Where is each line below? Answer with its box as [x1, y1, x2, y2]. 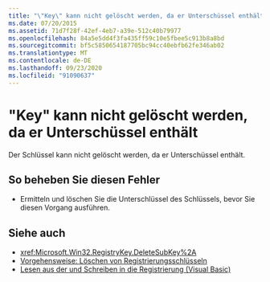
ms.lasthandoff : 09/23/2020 [8, 64, 103, 72]
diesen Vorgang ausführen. [19, 202, 111, 213]
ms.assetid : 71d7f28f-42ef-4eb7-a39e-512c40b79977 [8, 27, 182, 35]
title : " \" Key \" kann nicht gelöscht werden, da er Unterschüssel [8, 11, 235, 20]
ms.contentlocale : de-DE [8, 57, 92, 65]
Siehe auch [8, 226, 66, 239]
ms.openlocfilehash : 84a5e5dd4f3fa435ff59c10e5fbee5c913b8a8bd [8, 34, 225, 43]
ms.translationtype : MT [8, 49, 88, 57]
